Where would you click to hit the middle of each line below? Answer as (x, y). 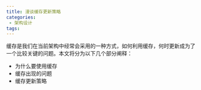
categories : (21, 17)
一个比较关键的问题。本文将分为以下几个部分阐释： (69, 54)
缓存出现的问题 (33, 74)
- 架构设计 (21, 23)
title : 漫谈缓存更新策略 (34, 12)
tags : (13, 28)
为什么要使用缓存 (36, 66)
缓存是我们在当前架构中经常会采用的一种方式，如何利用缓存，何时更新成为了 (101, 46)
